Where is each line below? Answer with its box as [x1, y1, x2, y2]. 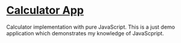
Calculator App [6, 4, 84, 17]
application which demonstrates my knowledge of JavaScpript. [6, 29, 164, 36]
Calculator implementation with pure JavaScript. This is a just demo [6, 23, 175, 30]
